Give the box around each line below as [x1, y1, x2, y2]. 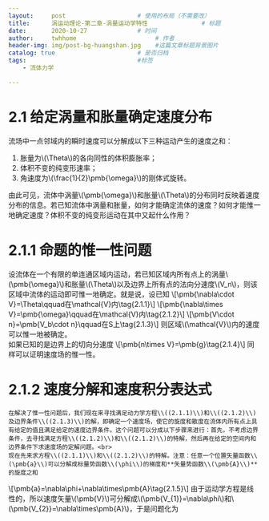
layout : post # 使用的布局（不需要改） [8, 11, 211, 20]
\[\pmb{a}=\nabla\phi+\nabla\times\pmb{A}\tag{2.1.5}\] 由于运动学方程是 [8, 483, 247, 493]
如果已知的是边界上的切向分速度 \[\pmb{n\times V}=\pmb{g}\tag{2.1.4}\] [8, 339, 246, 349]
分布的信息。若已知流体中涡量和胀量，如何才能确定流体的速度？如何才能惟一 [8, 200, 261, 209]
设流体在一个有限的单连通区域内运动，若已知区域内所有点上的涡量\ [8, 269, 229, 279]
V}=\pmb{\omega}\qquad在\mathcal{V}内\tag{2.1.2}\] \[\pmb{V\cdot [8, 309, 235, 319]
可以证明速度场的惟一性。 [14, 349, 100, 359]
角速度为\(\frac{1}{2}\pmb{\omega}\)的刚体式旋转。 [19, 173, 191, 183]
